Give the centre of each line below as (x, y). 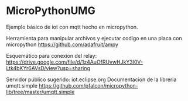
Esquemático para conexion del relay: (52, 55)
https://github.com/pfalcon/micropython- (89, 85)
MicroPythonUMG (51, 11)
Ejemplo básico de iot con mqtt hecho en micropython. (72, 27)
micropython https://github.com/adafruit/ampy (62, 44)
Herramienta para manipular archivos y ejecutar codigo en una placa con (94, 38)
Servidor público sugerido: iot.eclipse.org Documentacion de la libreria (91, 79)
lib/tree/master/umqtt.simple (40, 92)
